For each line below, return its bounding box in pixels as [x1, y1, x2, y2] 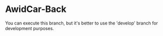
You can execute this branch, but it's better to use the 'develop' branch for [5, 20, 158, 26]
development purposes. [5, 25, 54, 31]
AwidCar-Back [5, 3, 66, 15]
